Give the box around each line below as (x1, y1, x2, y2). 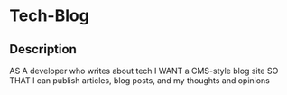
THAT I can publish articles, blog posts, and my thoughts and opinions (9, 75, 271, 86)
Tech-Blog (9, 5, 90, 26)
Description (9, 42, 77, 57)
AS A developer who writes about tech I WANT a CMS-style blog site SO (9, 65, 279, 76)
